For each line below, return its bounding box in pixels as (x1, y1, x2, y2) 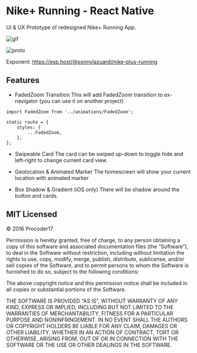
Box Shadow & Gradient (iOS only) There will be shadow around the (14, 185, 180, 193)
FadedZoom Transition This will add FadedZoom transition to (14, 91, 163, 98)
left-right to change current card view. (14, 156, 108, 163)
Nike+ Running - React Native (6, 4, 154, 18)
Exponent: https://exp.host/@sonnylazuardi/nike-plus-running (6, 58, 158, 65)
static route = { (6, 119, 49, 125)
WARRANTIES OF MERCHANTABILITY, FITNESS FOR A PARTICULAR (6, 310, 173, 317)
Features (6, 75, 40, 85)
